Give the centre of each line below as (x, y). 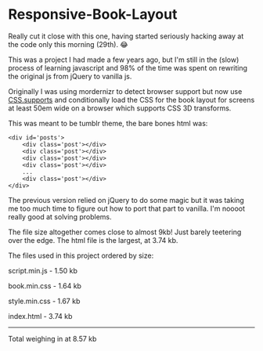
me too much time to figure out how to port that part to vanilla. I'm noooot (126, 208)
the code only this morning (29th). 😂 (68, 44)
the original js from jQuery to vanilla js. (70, 76)
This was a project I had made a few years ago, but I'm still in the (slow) (124, 60)
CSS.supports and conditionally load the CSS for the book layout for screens (131, 100)
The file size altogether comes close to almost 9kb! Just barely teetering (125, 232)
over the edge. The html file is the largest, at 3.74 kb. (93, 240)
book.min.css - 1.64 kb (45, 286)
